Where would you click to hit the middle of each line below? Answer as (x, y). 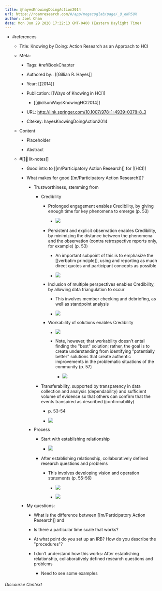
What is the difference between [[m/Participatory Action (89, 515)
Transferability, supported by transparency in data (91, 386)
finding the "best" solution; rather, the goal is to (103, 346)
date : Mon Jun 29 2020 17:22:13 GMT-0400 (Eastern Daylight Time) (73, 23)
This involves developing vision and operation (94, 473)
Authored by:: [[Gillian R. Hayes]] (59, 74)
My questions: (41, 506)
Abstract (35, 150)
